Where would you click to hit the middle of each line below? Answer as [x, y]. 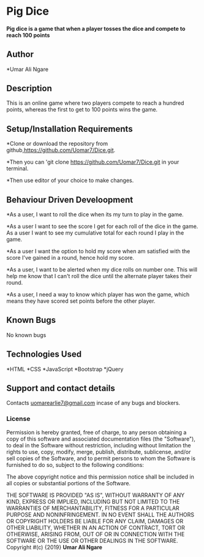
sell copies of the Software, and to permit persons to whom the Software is [101, 458]
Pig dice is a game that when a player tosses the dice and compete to [96, 28]
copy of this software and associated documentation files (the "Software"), [101, 439]
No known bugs [26, 335]
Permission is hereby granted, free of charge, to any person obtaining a [96, 432]
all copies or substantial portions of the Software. [68, 483]
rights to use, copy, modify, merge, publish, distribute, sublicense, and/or [99, 452]
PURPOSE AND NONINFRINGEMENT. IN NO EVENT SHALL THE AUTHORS [100, 514]
